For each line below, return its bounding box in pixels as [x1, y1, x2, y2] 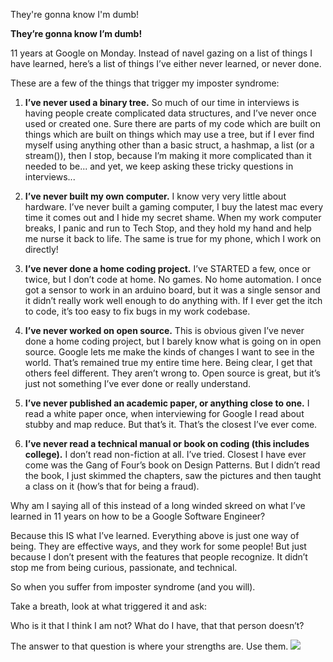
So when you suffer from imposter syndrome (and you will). [10, 581, 256, 593]
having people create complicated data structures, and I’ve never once [24, 107, 317, 119]
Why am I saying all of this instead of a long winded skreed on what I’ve [10, 500, 306, 511]
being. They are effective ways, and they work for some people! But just [10, 540, 307, 552]
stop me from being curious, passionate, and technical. [10, 562, 238, 573]
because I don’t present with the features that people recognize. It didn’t [10, 551, 308, 563]
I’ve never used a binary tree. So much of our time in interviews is [24, 97, 300, 108]
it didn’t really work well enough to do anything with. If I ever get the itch [24, 295, 323, 306]
